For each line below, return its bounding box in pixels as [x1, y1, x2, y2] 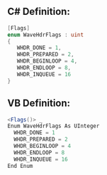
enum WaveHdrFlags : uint [7, 31, 84, 38]
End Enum [7, 162, 33, 169]
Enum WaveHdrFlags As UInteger [7, 122, 100, 130]
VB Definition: [7, 97, 71, 110]
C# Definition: [7, 6, 71, 18]
